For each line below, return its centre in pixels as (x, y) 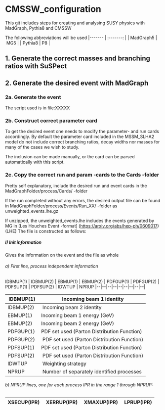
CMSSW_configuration (53, 9)
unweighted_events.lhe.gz (32, 211)
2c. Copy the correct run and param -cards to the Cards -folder (82, 175)
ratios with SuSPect (36, 66)
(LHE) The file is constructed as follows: (46, 231)
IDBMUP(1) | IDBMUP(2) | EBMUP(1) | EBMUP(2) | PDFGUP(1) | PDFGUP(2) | (82, 281)
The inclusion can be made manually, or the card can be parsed (70, 157)
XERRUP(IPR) (62, 402)
